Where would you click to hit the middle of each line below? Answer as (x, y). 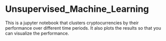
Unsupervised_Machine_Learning (77, 9)
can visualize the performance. (37, 33)
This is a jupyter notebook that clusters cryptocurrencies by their (72, 23)
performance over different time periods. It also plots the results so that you (83, 28)
